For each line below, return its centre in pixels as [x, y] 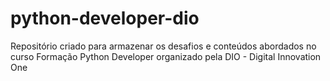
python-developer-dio [105, 18]
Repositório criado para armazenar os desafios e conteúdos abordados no [163, 46]
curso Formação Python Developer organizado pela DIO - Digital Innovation [166, 56]
